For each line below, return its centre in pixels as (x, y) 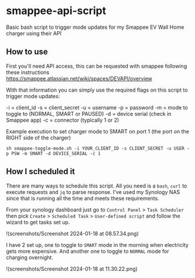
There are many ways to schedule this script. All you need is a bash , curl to (97, 186)
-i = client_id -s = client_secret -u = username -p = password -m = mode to (97, 108)
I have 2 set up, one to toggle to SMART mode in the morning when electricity (97, 244)
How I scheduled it (40, 172)
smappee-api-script (56, 11)
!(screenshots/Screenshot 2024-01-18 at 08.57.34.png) (73, 233)
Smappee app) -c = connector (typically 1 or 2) (63, 120)
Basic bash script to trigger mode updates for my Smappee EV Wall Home (95, 27)
